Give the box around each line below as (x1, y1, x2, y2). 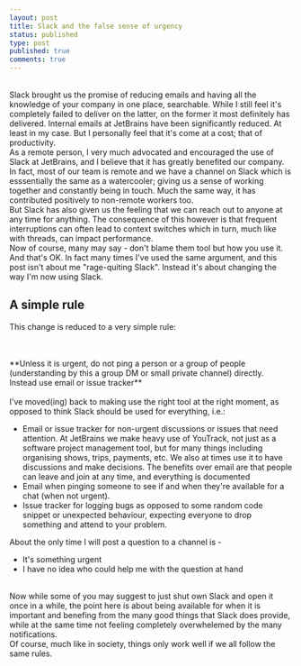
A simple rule (9, 297, 85, 313)
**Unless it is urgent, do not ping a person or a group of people (9, 358, 246, 369)
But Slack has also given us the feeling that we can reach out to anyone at (9, 205, 283, 214)
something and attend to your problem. (22, 519, 168, 530)
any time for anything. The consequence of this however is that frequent (9, 214, 278, 224)
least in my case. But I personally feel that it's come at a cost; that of (9, 128, 263, 138)
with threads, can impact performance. (9, 233, 155, 243)
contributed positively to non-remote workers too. (9, 195, 194, 205)
